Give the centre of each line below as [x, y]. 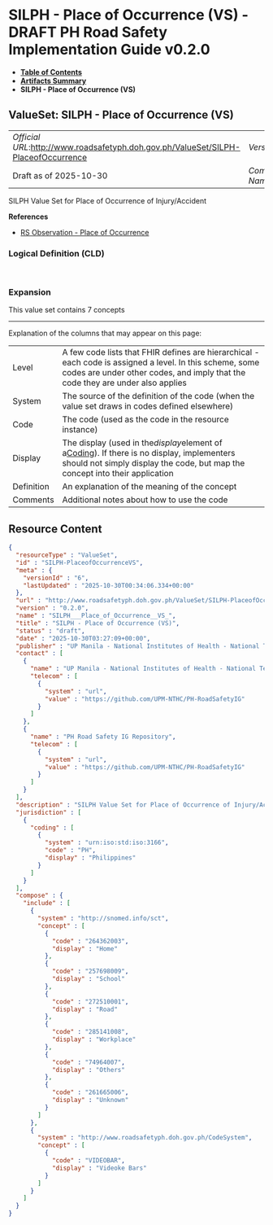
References [28, 217]
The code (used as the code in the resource [145, 419]
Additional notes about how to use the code [145, 500]
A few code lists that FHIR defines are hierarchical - [161, 352]
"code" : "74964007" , [89, 1062]
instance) [80, 430]
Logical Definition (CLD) [56, 253]
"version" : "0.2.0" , [52, 608]
